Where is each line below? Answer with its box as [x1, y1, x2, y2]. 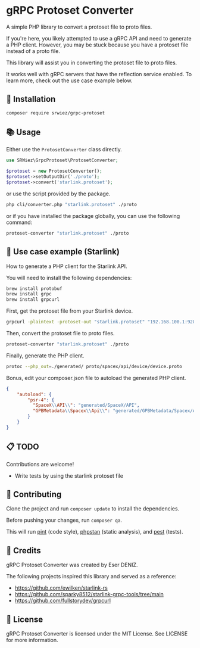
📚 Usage [6, 127, 41, 138]
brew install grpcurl [6, 297, 60, 303]
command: [6, 219, 33, 226]
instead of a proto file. [6, 47, 61, 54]
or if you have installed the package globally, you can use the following [6, 212, 180, 219]
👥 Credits [6, 546, 42, 556]
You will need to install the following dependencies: [6, 274, 132, 281]
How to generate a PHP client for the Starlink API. [6, 263, 127, 270]
